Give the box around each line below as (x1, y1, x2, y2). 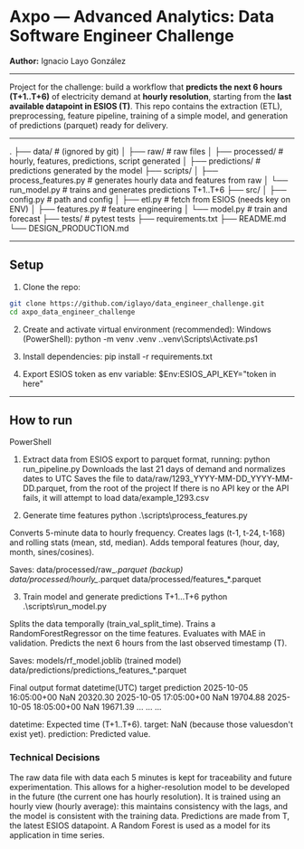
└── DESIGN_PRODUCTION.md (9, 222, 129, 233)
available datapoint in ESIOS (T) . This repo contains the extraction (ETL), (9, 100, 283, 111)
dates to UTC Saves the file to (22, 473, 134, 485)
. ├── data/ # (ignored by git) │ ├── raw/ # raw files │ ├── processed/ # (9, 146, 284, 156)
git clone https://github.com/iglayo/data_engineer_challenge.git (9, 298, 265, 308)
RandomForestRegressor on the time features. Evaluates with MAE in (9, 628, 266, 639)
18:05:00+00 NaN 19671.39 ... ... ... (33, 702, 162, 712)
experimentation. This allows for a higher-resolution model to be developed (9, 781, 290, 792)
